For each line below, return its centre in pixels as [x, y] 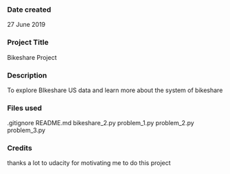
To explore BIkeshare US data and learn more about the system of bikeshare [115, 90]
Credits [20, 148]
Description [27, 75]
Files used [25, 108]
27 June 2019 [26, 25]
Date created [29, 10]
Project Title [28, 43]
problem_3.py [26, 130]
